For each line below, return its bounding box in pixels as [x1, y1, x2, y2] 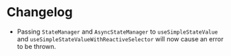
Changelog [6, 4, 73, 20]
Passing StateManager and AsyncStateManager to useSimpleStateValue [16, 27, 218, 36]
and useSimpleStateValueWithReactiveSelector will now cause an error [16, 34, 224, 43]
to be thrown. [16, 42, 57, 50]
